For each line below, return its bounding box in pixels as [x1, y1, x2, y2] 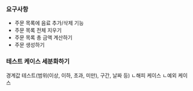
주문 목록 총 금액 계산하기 [14, 34, 73, 41]
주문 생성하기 [14, 41, 45, 48]
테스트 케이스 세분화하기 [6, 57, 70, 65]
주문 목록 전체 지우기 [14, 27, 62, 34]
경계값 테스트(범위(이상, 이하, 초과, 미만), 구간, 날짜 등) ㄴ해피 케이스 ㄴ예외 [6, 72, 177, 79]
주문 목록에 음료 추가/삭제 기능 [14, 19, 84, 27]
